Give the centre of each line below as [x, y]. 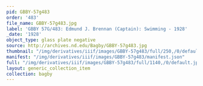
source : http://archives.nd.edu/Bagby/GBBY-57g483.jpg [77, 46]
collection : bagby [29, 74]
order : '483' [23, 18]
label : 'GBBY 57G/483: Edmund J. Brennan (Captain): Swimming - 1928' [97, 29]
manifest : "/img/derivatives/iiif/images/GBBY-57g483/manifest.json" [96, 57]
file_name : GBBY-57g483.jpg [42, 23]
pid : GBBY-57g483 [28, 12]
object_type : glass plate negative [51, 40]
